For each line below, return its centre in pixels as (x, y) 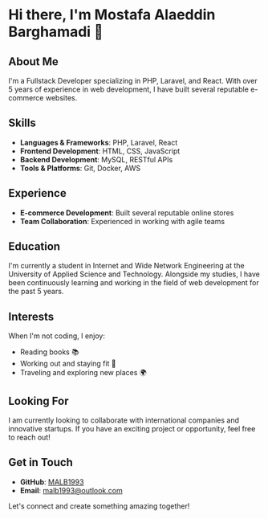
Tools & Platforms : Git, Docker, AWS (80, 168)
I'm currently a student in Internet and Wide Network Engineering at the (126, 266)
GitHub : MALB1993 (52, 482)
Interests (31, 316)
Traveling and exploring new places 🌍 (83, 373)
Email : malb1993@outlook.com (71, 490)
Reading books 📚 (49, 352)
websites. (61, 98)
